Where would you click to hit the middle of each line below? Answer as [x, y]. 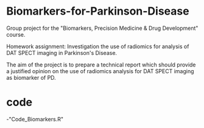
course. [16, 34]
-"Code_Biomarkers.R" [35, 119]
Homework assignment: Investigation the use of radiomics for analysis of [98, 46]
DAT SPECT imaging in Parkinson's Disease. [62, 52]
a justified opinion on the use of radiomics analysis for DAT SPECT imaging [100, 71]
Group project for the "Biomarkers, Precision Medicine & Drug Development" [102, 28]
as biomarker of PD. [31, 77]
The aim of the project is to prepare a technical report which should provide [101, 65]
